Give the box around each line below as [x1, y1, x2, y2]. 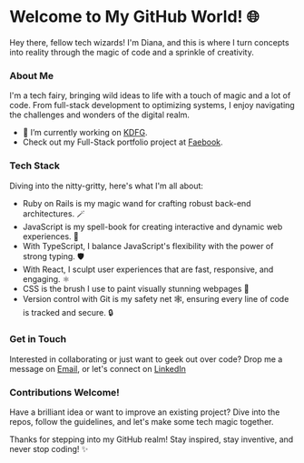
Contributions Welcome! [9, 386, 120, 398]
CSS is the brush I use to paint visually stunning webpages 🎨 [22, 283, 250, 294]
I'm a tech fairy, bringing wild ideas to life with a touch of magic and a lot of [9, 90, 291, 101]
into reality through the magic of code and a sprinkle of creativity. [9, 46, 254, 57]
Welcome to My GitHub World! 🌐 [9, 6, 260, 27]
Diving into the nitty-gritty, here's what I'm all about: [9, 180, 204, 191]
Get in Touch [9, 333, 67, 346]
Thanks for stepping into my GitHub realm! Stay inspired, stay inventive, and [9, 434, 294, 445]
